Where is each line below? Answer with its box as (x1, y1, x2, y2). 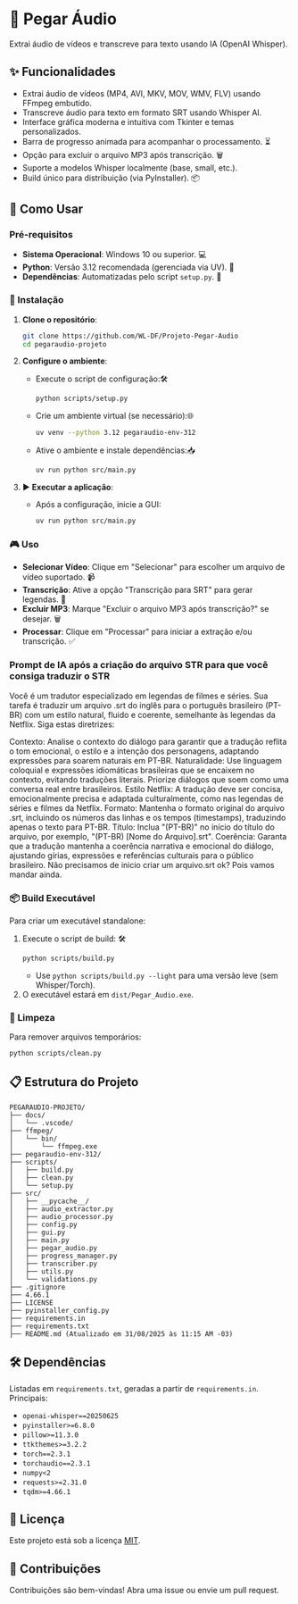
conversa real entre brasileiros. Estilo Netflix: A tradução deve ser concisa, (9, 783, 284, 794)
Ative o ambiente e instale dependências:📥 (35, 445, 195, 455)
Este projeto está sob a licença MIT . (9, 1535, 141, 1546)
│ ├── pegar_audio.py (9, 1243, 98, 1252)
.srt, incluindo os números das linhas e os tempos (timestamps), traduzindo (9, 812, 286, 823)
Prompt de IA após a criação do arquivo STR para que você (9, 659, 269, 672)
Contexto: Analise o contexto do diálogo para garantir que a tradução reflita (9, 736, 287, 747)
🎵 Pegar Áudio (9, 9, 118, 29)
